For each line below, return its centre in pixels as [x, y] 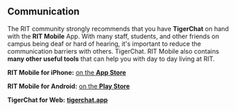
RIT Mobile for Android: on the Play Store [69, 86]
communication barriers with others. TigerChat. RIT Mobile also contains [113, 51]
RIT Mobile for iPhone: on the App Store [67, 72]
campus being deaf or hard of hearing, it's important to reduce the [104, 43]
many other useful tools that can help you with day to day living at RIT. [111, 59]
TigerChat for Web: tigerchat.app [58, 100]
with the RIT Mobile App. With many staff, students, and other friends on [113, 36]
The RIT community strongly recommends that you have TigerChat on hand [118, 28]
